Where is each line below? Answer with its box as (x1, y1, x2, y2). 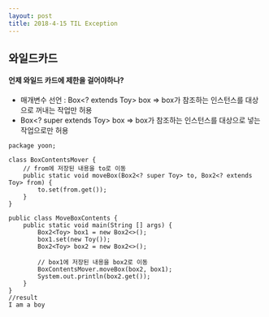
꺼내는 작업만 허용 (35, 105, 93, 115)
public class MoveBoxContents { (8, 214, 118, 223)
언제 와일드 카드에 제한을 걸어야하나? (8, 75, 124, 85)
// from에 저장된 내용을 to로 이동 (23, 165, 127, 173)
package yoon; (8, 142, 57, 150)
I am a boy (8, 301, 46, 309)
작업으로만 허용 (20, 126, 69, 135)
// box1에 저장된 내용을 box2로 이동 (37, 259, 149, 267)
